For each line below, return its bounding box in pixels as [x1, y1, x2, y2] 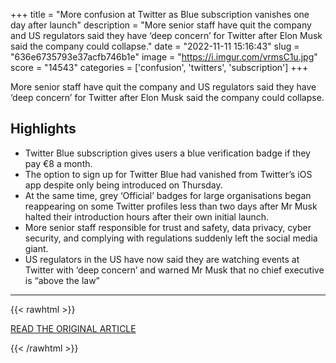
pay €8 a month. [24, 157, 93, 169]
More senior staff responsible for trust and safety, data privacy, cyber [24, 221, 312, 233]
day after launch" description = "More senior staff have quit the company [10, 19, 312, 31]
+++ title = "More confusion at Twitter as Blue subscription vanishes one [10, 9, 310, 20]
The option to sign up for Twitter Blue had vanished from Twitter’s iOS [24, 168, 313, 180]
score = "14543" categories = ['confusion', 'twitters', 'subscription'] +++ [10, 62, 309, 73]
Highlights [10, 120, 77, 138]
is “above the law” [24, 274, 100, 286]
